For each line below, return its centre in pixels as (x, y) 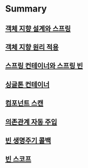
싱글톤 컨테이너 (27, 84)
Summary (26, 9)
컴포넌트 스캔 (24, 103)
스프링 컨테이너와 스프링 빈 (44, 66)
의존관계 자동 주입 (31, 122)
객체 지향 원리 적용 (32, 47)
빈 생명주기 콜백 (28, 141)
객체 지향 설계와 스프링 (38, 28)
